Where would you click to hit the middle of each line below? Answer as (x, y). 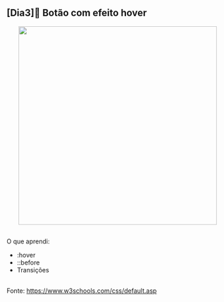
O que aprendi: (28, 241)
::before (28, 262)
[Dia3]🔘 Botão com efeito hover (77, 13)
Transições (33, 270)
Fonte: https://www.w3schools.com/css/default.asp (82, 291)
